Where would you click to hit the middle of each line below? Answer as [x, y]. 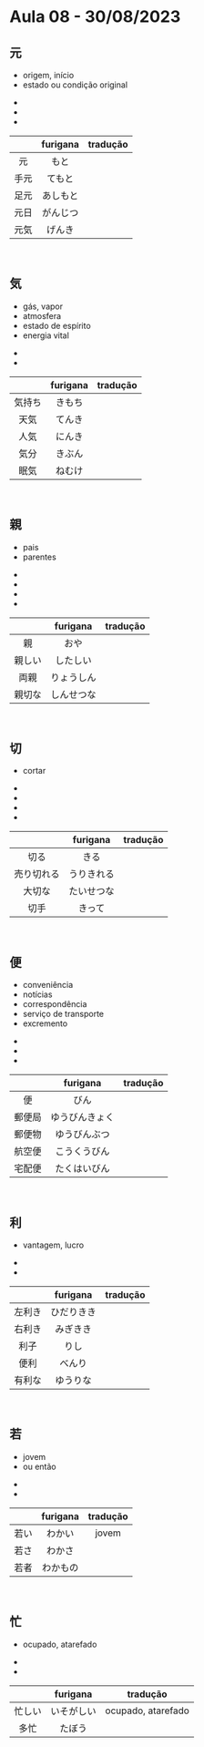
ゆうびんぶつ [83, 1135]
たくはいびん [83, 1168]
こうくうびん [82, 1152]
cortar [34, 771]
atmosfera [42, 315]
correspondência [55, 1004]
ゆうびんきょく [83, 1117]
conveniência [48, 985]
